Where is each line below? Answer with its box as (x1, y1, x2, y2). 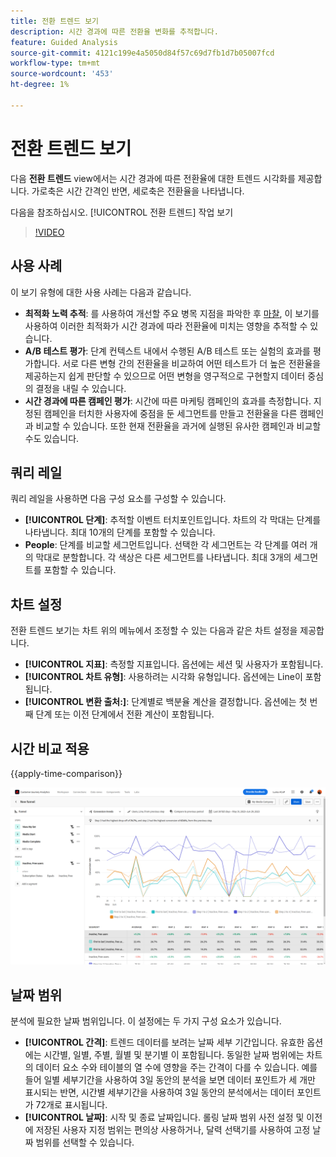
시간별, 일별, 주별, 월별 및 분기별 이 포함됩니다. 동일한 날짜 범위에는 (43, 1049, 305, 1061)
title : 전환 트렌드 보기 (10, 16, 100, 26)
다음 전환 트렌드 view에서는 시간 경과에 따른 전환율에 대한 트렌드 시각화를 (10, 172, 296, 184)
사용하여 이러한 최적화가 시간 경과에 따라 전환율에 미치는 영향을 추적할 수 (24, 320, 308, 332)
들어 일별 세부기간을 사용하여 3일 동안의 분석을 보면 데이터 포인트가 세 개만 (24, 1074, 316, 1086)
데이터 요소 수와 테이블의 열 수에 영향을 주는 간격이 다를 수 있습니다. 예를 (35, 1061, 318, 1074)
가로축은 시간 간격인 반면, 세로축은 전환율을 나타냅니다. (31, 185, 245, 197)
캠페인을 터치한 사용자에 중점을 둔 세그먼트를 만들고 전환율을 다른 (43, 407, 298, 419)
